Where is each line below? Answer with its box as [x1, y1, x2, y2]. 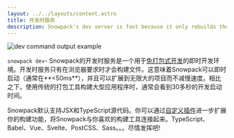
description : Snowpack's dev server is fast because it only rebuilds [7, 23, 217, 30]
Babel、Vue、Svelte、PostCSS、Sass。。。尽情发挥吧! [7, 123, 161, 132]
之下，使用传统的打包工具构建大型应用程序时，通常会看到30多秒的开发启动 [7, 83, 223, 91]
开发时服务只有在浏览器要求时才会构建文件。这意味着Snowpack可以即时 [19, 66, 227, 74]
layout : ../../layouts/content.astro [7, 10, 117, 17]
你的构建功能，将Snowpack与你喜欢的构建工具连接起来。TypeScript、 [7, 115, 209, 123]
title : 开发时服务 [7, 17, 56, 24]
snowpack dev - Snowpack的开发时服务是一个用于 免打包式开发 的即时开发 [7, 56, 214, 65]
